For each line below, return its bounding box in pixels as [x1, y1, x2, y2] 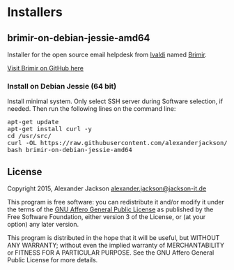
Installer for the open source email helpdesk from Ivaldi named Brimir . [7, 50, 207, 59]
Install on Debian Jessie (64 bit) [7, 81, 117, 91]
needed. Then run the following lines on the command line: [7, 105, 176, 113]
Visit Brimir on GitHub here [7, 64, 84, 72]
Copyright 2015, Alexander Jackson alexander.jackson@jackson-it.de [7, 184, 207, 193]
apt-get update [7, 118, 59, 126]
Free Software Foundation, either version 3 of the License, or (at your [7, 213, 206, 221]
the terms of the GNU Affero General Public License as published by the [7, 205, 214, 213]
